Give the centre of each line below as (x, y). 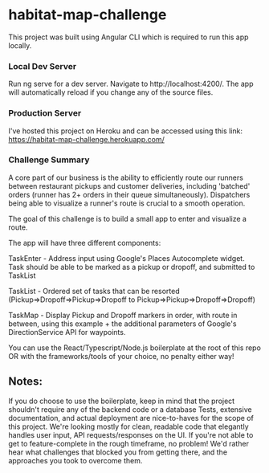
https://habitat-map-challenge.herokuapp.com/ (86, 139)
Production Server (45, 113)
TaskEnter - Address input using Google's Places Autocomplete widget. (126, 258)
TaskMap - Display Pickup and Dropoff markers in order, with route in (123, 315)
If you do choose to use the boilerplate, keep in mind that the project (122, 401)
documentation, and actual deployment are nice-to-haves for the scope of (131, 418)
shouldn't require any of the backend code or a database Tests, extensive (130, 409)
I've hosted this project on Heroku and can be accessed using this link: (126, 131)
